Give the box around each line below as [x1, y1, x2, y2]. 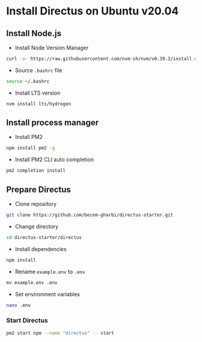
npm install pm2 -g [6, 145, 55, 151]
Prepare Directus [6, 184, 71, 194]
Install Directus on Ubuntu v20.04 [6, 4, 179, 18]
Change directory [14, 223, 59, 230]
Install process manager [6, 117, 99, 128]
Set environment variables [14, 290, 80, 297]
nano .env [6, 302, 31, 308]
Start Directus [6, 316, 48, 325]
